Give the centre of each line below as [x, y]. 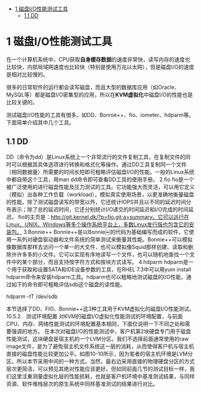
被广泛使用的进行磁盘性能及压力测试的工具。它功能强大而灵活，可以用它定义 [100, 187]
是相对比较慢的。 [27, 74]
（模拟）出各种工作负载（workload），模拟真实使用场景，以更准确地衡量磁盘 [100, 194]
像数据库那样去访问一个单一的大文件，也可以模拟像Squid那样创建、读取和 [97, 247]
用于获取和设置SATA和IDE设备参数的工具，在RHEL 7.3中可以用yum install [101, 269]
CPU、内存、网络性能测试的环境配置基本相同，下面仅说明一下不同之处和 [96, 323]
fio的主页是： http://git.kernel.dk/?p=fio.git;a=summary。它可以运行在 [103, 217]
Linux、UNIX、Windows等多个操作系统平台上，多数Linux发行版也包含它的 [98, 224]
